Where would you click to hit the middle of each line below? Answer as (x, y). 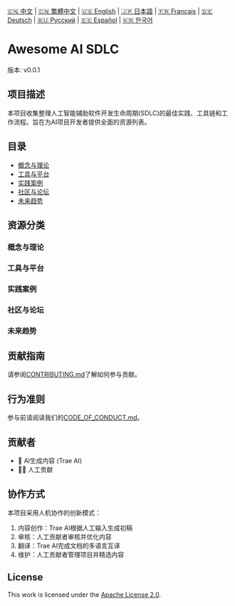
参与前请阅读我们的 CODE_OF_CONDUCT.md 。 (75, 418)
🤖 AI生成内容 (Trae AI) (50, 461)
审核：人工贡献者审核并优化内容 (64, 536)
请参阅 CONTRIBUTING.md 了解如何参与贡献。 (74, 375)
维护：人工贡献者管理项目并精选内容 (71, 554)
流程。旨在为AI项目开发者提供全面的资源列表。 (82, 122)
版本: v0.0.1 (24, 70)
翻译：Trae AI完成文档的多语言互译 (69, 545)
